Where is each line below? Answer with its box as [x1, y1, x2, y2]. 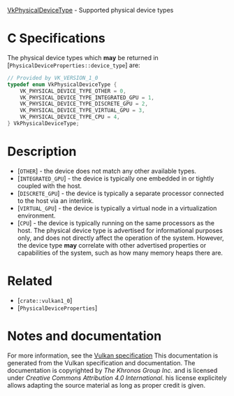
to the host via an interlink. [17, 196, 94, 205]
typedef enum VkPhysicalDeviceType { [7, 80, 117, 88]
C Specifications [7, 31, 106, 46]
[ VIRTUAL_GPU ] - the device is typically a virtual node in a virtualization [17, 204, 217, 212]
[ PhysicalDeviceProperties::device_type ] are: [7, 61, 141, 69]
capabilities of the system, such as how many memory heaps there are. [17, 248, 224, 257]
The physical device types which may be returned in [7, 53, 159, 62]
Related [7, 273, 52, 289]
